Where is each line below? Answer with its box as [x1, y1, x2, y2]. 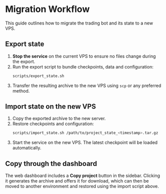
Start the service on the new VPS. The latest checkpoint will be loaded [12, 139, 158, 145]
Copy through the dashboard [5, 159, 97, 168]
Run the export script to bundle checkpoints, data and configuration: [12, 63, 153, 69]
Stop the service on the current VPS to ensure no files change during [12, 53, 156, 59]
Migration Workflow [5, 3, 90, 15]
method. [12, 87, 30, 93]
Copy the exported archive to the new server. [12, 115, 106, 121]
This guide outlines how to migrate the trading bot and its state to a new [5, 20, 153, 26]
